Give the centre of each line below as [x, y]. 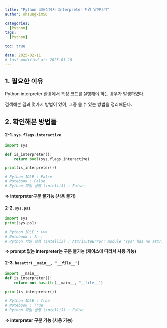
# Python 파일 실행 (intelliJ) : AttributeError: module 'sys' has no [78, 241]
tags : [11, 33]
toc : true [15, 46]
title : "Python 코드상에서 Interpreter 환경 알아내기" [57, 10]
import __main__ [22, 273]
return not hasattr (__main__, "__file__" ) [59, 283]
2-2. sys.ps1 [18, 208]
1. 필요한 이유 [24, 81]
